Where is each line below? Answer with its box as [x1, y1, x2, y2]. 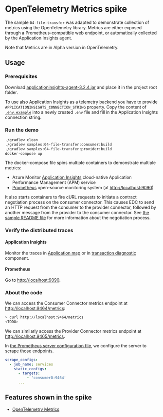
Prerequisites [5, 73, 37, 80]
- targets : [18, 371, 40, 376]
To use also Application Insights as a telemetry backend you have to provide [5, 99, 158, 105]
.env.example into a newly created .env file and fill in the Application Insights [5, 109, 158, 115]
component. [5, 255, 29, 261]
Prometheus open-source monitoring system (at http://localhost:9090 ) [12, 185, 154, 191]
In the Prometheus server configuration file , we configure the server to [5, 343, 147, 348]
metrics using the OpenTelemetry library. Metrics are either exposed [5, 24, 142, 30]
